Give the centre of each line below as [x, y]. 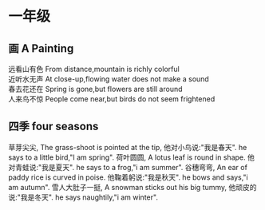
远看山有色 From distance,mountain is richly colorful [94, 69]
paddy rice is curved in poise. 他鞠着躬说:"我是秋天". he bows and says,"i [129, 177]
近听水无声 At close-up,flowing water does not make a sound [109, 79]
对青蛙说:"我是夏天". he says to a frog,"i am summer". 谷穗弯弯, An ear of [128, 167]
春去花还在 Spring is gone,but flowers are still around [95, 89]
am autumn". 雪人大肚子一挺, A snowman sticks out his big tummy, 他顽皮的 [132, 187]
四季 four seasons [53, 127]
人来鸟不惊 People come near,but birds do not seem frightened [112, 99]
